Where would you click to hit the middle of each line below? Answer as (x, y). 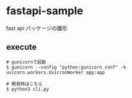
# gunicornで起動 (26, 62)
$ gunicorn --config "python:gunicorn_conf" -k (66, 67)
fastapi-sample (45, 11)
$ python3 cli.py (28, 89)
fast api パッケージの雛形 (37, 28)
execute (21, 47)
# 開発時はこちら (24, 84)
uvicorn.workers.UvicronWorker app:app (56, 72)
